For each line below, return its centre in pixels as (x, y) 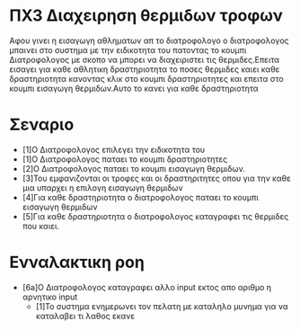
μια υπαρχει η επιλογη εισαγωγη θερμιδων (102, 187)
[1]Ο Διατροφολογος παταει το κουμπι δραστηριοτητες (125, 159)
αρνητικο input (50, 297)
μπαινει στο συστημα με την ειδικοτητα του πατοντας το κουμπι (128, 49)
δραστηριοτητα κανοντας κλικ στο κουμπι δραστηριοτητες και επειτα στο (147, 78)
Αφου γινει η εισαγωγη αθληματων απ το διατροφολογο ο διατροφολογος (149, 40)
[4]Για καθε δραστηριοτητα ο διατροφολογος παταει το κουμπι (140, 197)
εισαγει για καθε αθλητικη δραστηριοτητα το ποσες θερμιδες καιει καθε (145, 69)
